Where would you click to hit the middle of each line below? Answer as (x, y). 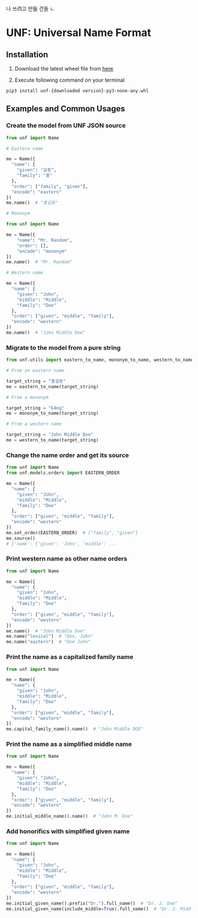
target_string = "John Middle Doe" (50, 435)
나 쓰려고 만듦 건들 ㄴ (30, 9)
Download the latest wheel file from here (64, 69)
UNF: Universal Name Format (79, 33)
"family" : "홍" (35, 175)
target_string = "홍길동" (36, 381)
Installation (27, 54)
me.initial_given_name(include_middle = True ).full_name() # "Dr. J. (92, 909)
